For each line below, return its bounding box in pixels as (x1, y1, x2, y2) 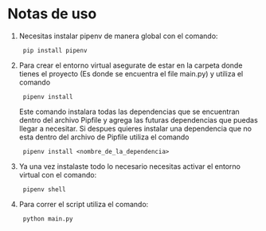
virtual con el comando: (18, 170, 97, 179)
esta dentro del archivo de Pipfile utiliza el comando (18, 132, 190, 142)
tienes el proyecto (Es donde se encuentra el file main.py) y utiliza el (18, 69, 244, 78)
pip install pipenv (22, 46, 88, 54)
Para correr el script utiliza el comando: (18, 199, 149, 209)
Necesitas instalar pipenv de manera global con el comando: (18, 31, 218, 41)
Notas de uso (7, 5, 97, 23)
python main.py (22, 214, 73, 223)
